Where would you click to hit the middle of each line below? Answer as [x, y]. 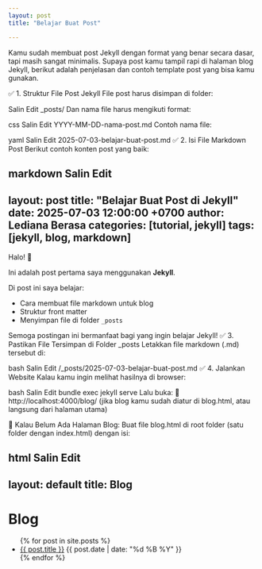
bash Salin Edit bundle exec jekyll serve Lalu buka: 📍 [94, 392]
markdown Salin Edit [60, 173]
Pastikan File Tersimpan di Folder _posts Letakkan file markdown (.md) [124, 344]
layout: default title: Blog [71, 485]
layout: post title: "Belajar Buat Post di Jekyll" [123, 200]
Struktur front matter [53, 311]
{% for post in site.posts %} [65, 541]
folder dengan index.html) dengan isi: [69, 433]
